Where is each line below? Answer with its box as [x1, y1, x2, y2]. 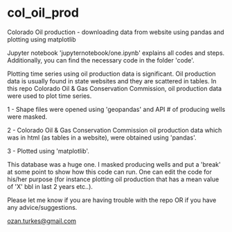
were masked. [7, 113, 48, 121]
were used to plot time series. [7, 92, 92, 100]
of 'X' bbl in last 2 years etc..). [7, 182, 93, 190]
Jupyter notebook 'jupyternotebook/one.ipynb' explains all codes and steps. [7, 49, 225, 57]
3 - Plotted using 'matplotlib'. [7, 147, 90, 155]
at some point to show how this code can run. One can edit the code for [7, 167, 213, 176]
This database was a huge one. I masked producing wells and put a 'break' [7, 160, 221, 168]
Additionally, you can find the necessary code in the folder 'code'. [7, 56, 195, 64]
